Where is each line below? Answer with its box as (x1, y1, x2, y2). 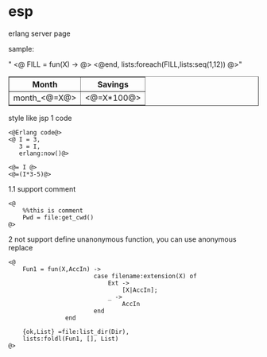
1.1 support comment (8, 184, 76, 193)
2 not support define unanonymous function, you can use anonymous (8, 234, 237, 244)
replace (8, 243, 33, 252)
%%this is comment (22, 206, 83, 215)
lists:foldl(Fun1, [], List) (22, 335, 119, 343)
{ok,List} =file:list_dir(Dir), (22, 328, 130, 336)
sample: (8, 44, 34, 53)
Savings (97, 79, 129, 90)
